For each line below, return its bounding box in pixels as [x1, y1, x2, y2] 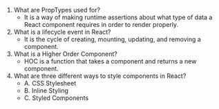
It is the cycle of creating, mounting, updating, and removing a [23, 35, 202, 43]
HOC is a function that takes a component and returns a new [23, 57, 197, 65]
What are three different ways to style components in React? [13, 72, 187, 80]
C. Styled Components [23, 94, 89, 102]
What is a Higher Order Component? [13, 50, 117, 58]
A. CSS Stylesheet [23, 79, 77, 87]
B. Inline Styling [23, 86, 69, 95]
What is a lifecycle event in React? [13, 28, 112, 36]
